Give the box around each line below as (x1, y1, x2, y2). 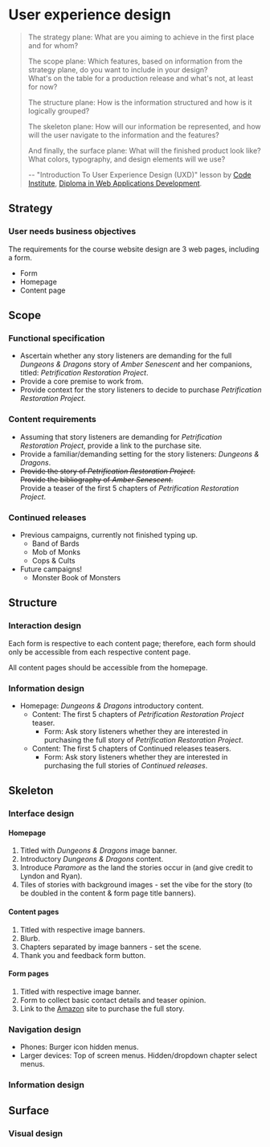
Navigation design (8, 1023, 82, 1034)
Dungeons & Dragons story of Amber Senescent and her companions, (19, 359, 252, 369)
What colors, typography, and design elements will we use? (27, 154, 226, 164)
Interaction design (8, 621, 82, 632)
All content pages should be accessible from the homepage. (8, 662, 208, 672)
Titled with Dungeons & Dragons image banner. (19, 846, 178, 855)
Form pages (8, 969, 50, 978)
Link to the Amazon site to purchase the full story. (19, 1003, 185, 1014)
